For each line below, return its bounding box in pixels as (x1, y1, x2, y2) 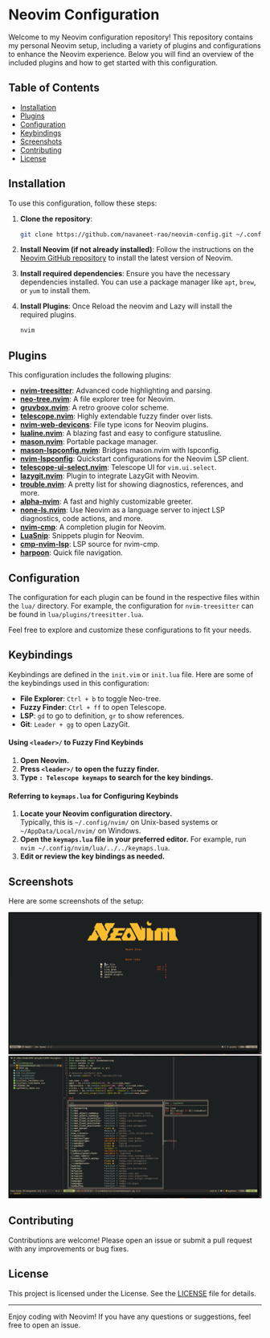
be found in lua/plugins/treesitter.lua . (8, 609, 144, 619)
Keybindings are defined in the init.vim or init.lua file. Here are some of (8, 669, 254, 679)
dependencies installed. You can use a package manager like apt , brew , (19, 277, 256, 287)
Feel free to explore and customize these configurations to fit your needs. (8, 625, 252, 634)
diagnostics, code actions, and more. (19, 514, 143, 524)
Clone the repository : (19, 214, 93, 223)
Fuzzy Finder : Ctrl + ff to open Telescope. (19, 702, 167, 712)
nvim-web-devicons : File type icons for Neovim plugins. (19, 420, 209, 430)
